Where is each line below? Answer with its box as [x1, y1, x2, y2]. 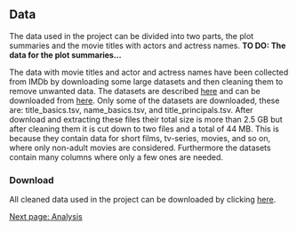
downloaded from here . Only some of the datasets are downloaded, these [9, 95, 280, 106]
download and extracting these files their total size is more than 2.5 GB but [9, 114, 283, 124]
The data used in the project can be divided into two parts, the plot [9, 30, 254, 41]
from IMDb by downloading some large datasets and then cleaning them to [9, 76, 284, 87]
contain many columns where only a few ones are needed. [9, 151, 224, 163]
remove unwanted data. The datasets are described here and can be [9, 85, 261, 96]
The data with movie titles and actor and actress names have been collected [9, 67, 289, 77]
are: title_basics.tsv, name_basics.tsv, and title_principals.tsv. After [9, 104, 253, 115]
